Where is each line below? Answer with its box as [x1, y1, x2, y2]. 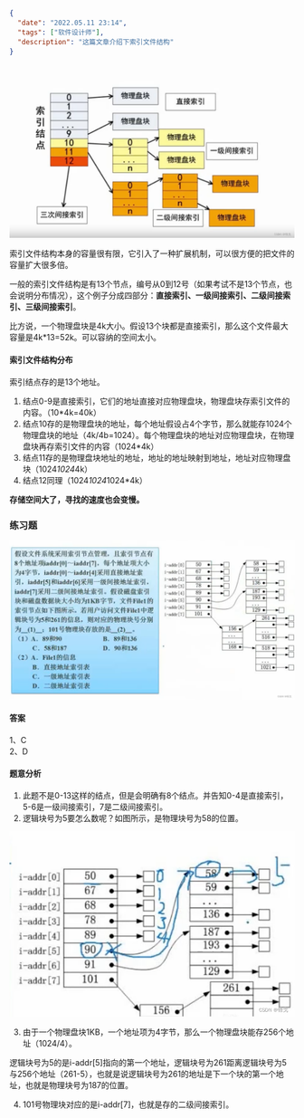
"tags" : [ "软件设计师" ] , [17, 27, 104, 37]
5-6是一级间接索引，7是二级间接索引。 [22, 801, 168, 812]
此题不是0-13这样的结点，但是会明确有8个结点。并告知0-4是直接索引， [22, 789, 289, 800]
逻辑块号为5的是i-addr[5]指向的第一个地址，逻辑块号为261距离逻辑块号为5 [9, 1056, 288, 1067]
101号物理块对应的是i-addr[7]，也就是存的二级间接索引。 [22, 1099, 234, 1110]
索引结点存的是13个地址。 [9, 376, 106, 387]
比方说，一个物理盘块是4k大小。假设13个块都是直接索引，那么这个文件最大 [9, 320, 290, 331]
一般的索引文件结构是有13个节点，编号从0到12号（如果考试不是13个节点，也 [9, 279, 292, 290]
